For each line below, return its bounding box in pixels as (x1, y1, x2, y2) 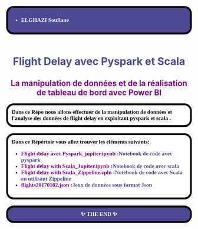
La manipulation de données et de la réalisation (11, 78, 187, 88)
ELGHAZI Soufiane (21, 17, 70, 23)
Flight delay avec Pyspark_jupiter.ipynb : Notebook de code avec (21, 151, 173, 157)
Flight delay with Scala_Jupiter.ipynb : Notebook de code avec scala (21, 163, 180, 169)
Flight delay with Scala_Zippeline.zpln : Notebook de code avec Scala (21, 169, 183, 176)
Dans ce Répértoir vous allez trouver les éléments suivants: (11, 139, 150, 145)
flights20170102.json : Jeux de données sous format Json (21, 182, 152, 188)
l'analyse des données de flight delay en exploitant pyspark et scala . (11, 115, 171, 122)
